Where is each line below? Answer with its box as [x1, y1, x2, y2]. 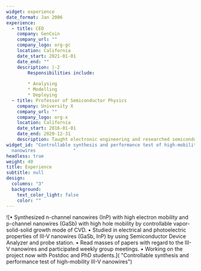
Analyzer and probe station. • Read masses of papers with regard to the [6, 239, 184, 247]
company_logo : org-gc [17, 42, 71, 48]
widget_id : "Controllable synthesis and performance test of [6, 141, 162, 148]
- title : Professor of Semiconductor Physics [11, 97, 127, 103]
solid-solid [6, 226, 32, 233]
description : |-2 [17, 64, 60, 70]
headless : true [6, 153, 44, 159]
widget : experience [6, 8, 55, 15]
